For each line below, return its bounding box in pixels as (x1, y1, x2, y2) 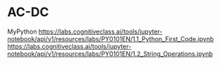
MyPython (7, 27, 37, 36)
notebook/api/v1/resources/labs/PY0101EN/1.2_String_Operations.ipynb (7, 50, 213, 58)
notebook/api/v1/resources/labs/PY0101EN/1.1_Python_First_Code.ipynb (7, 34, 214, 43)
